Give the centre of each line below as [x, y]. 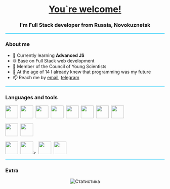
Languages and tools [32, 97]
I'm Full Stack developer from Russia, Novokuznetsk [85, 25]
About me [18, 44]
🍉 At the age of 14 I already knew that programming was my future [82, 72]
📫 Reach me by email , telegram [46, 77]
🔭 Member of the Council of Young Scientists [59, 66]
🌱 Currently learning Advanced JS [49, 55]
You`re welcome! [85, 9]
